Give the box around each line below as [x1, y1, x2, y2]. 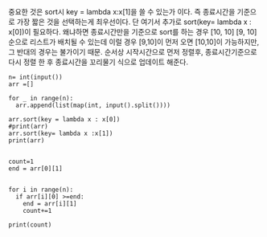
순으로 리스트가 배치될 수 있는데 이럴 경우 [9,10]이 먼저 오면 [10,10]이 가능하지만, [8, 37, 260, 47]
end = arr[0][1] [8, 165, 63, 173]
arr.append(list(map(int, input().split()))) [15, 101, 171, 109]
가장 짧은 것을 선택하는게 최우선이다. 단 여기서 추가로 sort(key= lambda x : [16, 17, 252, 27]
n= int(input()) [8, 73, 63, 81]
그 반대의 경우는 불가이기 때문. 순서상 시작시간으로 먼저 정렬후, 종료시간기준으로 [8, 47, 257, 56]
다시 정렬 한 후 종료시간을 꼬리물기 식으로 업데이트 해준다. [8, 57, 189, 67]
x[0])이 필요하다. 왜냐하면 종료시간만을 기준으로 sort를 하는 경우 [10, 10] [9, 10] [8, 27, 257, 36]
